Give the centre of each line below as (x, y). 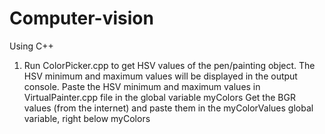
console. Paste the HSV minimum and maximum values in (142, 86)
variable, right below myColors (87, 118)
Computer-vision (81, 18)
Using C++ (31, 46)
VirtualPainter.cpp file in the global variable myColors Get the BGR (159, 97)
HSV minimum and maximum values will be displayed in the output (160, 76)
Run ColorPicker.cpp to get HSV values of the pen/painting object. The (169, 65)
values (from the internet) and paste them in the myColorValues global (168, 108)
